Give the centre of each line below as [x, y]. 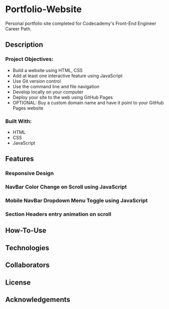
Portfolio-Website [44, 9]
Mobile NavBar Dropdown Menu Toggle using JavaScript [77, 200]
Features [20, 159]
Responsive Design [30, 174]
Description [24, 45]
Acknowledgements [38, 300]
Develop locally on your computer [48, 92]
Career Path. [19, 28]
